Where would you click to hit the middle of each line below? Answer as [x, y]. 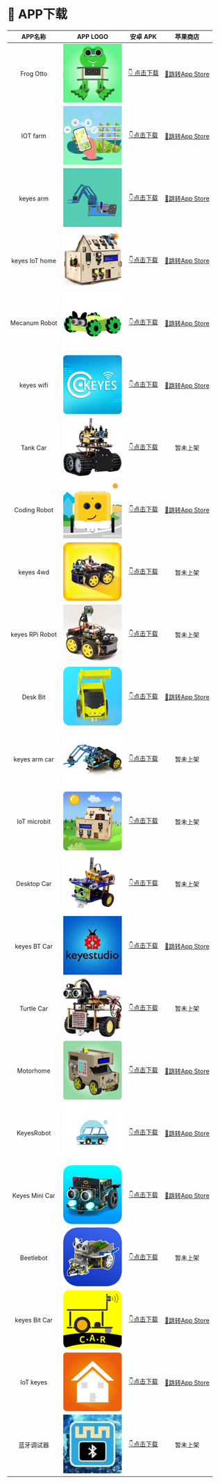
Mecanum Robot [34, 323]
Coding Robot [34, 510]
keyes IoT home [34, 260]
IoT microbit [34, 821]
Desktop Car [34, 884]
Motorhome [34, 1071]
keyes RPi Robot [34, 635]
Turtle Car [34, 1008]
